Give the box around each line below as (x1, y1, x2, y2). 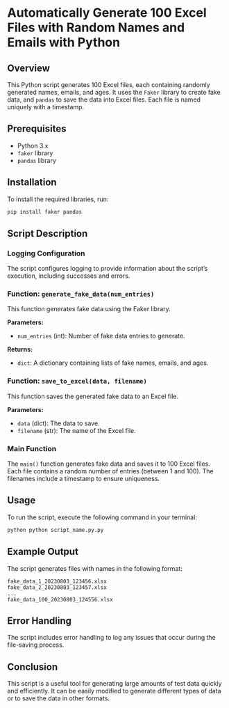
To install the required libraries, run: (7, 195, 109, 203)
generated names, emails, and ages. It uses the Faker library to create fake (7, 88, 221, 96)
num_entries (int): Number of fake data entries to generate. (17, 332, 185, 340)
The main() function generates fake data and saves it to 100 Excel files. (7, 459, 210, 468)
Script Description (7, 228, 88, 239)
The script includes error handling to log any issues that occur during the (7, 634, 217, 642)
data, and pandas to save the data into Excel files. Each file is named (7, 95, 201, 104)
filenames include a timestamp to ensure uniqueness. (7, 475, 160, 483)
